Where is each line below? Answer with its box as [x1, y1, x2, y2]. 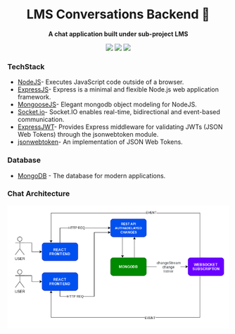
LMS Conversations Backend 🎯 [26, 6, 210, 23]
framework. [17, 93, 51, 101]
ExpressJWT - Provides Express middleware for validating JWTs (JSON [17, 123, 223, 131]
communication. [17, 116, 65, 124]
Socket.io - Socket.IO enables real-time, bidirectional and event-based [17, 108, 220, 116]
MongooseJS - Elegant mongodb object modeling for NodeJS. [17, 100, 197, 109]
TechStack [7, 61, 45, 71]
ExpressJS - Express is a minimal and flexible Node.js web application [17, 85, 220, 94]
